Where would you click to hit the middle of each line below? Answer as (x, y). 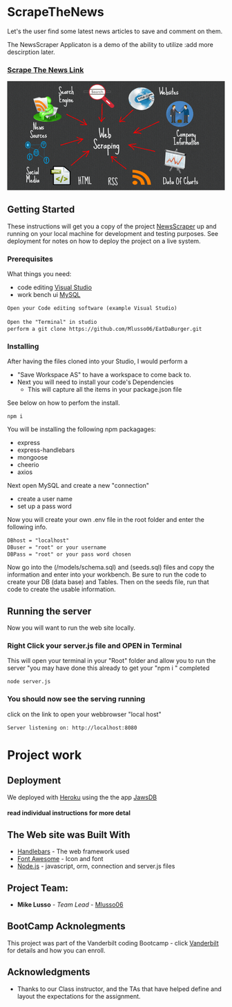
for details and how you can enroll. (56, 950)
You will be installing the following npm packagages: (82, 429)
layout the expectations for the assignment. (79, 996)
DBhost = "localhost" (38, 541)
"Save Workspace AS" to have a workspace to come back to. (104, 375)
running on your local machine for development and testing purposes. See (113, 233)
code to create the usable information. (61, 590)
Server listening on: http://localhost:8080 (72, 727)
